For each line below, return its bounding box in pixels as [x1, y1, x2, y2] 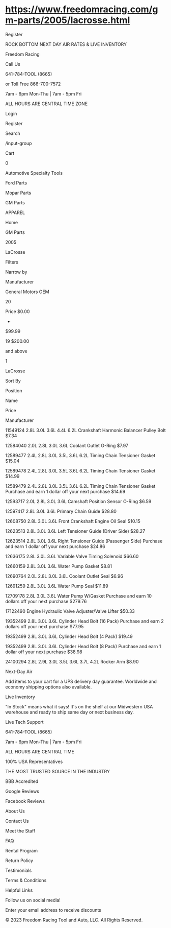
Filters [5, 259, 19, 265]
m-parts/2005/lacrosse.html [5, 14, 130, 26]
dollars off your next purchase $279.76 [5, 598, 87, 604]
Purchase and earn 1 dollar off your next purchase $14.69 [5, 488, 126, 494]
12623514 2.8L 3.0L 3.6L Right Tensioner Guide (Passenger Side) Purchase [5, 538, 163, 544]
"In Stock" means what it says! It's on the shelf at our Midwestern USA [5, 703, 153, 709]
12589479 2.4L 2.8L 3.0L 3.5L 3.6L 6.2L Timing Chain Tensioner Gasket [5, 483, 156, 489]
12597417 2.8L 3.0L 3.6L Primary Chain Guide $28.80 [5, 508, 117, 514]
